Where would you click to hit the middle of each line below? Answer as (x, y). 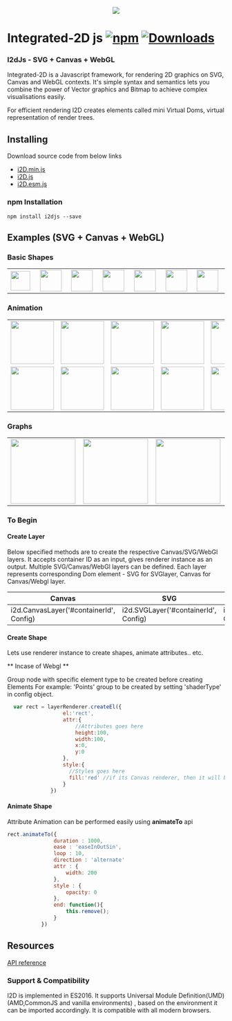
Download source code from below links (65, 156)
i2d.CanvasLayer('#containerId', (63, 610)
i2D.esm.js (32, 184)
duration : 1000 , (78, 840)
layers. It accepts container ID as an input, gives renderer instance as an (110, 559)
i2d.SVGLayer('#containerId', (169, 610)
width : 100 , (91, 739)
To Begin (22, 520)
